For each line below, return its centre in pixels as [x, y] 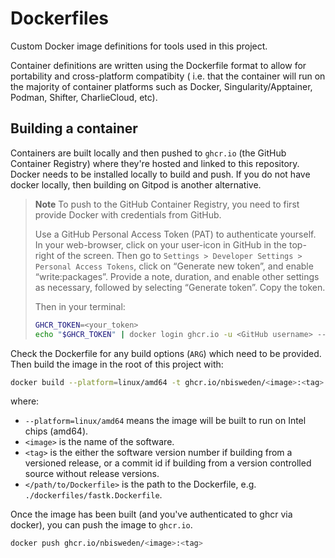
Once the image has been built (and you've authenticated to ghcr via [151, 514]
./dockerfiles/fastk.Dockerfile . [93, 495]
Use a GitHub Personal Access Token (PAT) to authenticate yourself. [175, 234]
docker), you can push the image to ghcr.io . [101, 525]
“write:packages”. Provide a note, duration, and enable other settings [177, 276]
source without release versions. [92, 474]
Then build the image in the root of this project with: [117, 364]
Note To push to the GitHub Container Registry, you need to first [167, 204]
